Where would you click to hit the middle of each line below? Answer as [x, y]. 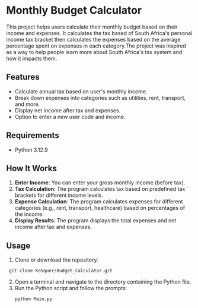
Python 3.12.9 [31, 150]
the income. [29, 214]
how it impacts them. [32, 58]
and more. [27, 104]
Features [23, 77]
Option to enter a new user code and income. [70, 117]
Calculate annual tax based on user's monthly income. [81, 91]
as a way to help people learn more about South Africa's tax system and [94, 52]
